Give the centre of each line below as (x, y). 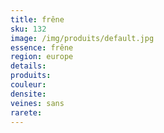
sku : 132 (28, 29)
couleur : (28, 85)
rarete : (26, 112)
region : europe (42, 57)
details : (28, 66)
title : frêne (37, 19)
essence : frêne (42, 47)
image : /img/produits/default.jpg (82, 38)
